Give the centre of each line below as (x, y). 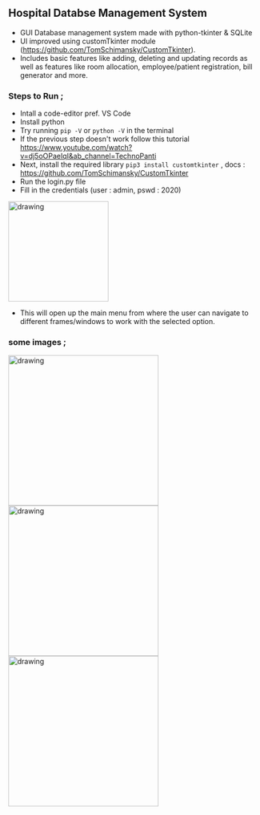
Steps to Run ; (36, 95)
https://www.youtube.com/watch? (76, 148)
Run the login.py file (53, 182)
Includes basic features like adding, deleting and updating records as (134, 58)
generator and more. (54, 75)
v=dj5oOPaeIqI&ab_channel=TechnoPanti (88, 156)
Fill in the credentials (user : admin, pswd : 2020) (100, 190)
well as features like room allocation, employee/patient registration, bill (136, 67)
